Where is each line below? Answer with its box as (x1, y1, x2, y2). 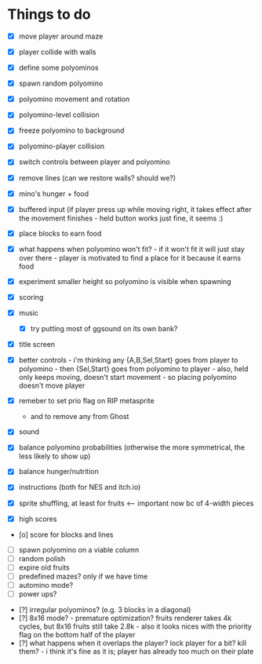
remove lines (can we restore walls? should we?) (18, 173, 176, 182)
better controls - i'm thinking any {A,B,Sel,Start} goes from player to (18, 356, 238, 365)
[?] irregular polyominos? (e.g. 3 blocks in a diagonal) (18, 605, 191, 614)
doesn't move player (18, 381, 86, 390)
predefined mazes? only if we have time (18, 571, 148, 581)
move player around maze (18, 31, 104, 41)
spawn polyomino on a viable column (18, 545, 140, 554)
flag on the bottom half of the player (18, 630, 136, 639)
